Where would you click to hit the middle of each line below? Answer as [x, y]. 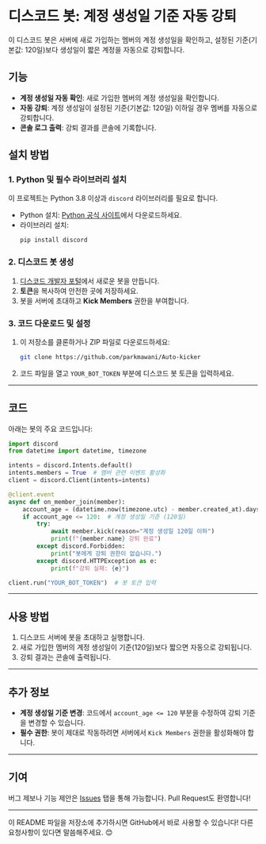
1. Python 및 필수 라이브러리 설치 [68, 179]
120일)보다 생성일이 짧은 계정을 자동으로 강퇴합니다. [105, 49]
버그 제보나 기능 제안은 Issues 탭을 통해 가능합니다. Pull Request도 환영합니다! [129, 798]
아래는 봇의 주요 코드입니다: [51, 429]
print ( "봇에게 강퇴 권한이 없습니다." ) [106, 553]
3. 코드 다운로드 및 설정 [49, 323]
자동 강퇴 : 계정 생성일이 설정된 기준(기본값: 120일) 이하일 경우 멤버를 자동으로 [139, 107]
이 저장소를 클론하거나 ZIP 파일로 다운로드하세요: [95, 341]
